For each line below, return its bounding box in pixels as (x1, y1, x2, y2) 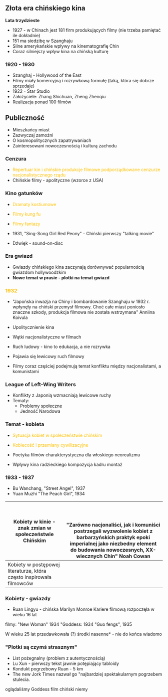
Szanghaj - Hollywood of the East (12, 72, 81, 78)
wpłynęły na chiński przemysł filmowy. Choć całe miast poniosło (12, 304, 145, 310)
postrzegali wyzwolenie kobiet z (73, 528, 153, 535)
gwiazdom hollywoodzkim (12, 269, 66, 275)
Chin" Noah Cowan (103, 553, 151, 560)
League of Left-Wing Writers (5, 381, 76, 388)
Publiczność (5, 113, 45, 122)
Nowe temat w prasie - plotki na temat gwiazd (12, 274, 110, 280)
